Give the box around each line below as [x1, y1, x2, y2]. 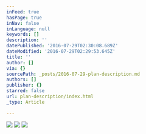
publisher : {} [6, 82, 43, 89]
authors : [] [6, 76, 36, 82]
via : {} [6, 65, 26, 72]
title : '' [6, 54, 32, 60]
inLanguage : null [6, 25, 50, 32]
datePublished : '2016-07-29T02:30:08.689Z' [6, 43, 119, 49]
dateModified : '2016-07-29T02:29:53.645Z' [6, 49, 116, 55]
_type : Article [6, 99, 45, 105]
